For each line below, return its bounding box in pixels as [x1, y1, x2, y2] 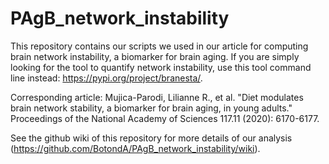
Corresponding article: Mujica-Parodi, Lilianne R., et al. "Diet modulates [10, 91, 304, 103]
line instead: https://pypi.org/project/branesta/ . [10, 72, 203, 84]
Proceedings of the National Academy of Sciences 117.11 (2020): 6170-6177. [10, 112, 320, 124]
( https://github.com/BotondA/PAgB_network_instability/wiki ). [10, 142, 261, 154]
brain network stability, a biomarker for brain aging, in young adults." [10, 102, 293, 114]
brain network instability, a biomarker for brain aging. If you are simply [10, 50, 300, 62]
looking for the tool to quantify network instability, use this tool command [10, 61, 312, 73]
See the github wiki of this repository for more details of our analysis [10, 132, 293, 144]
